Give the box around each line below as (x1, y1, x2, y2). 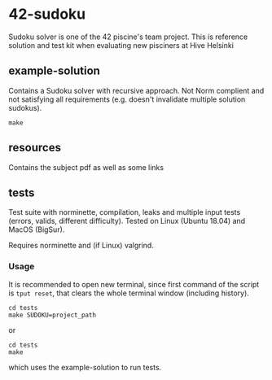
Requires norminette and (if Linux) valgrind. (8, 241, 155, 251)
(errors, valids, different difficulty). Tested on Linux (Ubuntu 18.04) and (8, 216, 246, 226)
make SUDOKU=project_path (8, 311, 96, 319)
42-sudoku (8, 5, 86, 24)
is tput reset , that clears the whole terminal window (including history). (8, 288, 250, 298)
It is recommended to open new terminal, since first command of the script (8, 279, 260, 289)
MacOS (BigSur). (8, 225, 65, 234)
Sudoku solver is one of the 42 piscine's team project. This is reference (8, 32, 248, 41)
